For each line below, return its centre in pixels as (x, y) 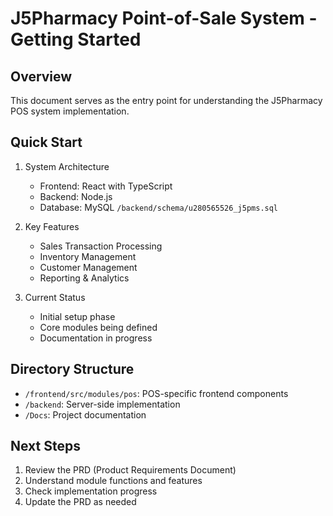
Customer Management (88, 267)
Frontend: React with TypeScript (106, 186)
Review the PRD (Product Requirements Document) (130, 470)
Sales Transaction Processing (101, 246)
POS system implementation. (70, 111)
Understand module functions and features (113, 481)
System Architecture (67, 166)
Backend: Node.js (76, 196)
